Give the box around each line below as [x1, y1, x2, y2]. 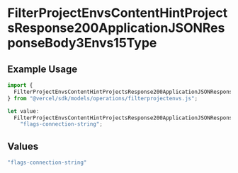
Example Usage [7, 63, 78, 75]
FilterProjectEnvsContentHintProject [7, 5, 228, 21]
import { [7, 82, 33, 89]
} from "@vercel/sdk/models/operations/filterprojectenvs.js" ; [7, 95, 198, 102]
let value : [7, 107, 40, 114]
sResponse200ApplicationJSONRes [7, 20, 225, 36]
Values [7, 140, 39, 153]
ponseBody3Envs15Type [7, 35, 157, 51]
